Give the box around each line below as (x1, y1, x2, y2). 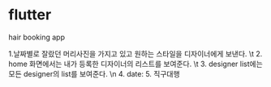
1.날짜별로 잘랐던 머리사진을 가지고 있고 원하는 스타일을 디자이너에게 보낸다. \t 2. (8, 48, 263, 58)
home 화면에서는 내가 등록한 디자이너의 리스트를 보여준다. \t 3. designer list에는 (8, 59, 264, 68)
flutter (8, 6, 52, 24)
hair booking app (8, 32, 65, 42)
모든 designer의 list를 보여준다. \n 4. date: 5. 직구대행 (8, 68, 180, 78)
